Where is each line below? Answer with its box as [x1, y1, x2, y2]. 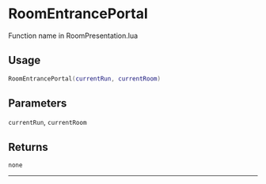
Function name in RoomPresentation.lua [8, 31, 139, 40]
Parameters [8, 96, 67, 111]
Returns [8, 140, 49, 154]
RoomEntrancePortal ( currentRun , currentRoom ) [8, 74, 161, 83]
